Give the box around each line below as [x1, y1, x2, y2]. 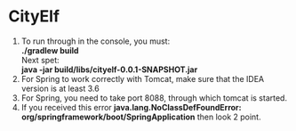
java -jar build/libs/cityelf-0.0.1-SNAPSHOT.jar [20, 64, 198, 75]
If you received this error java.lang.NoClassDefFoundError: [20, 102, 242, 112]
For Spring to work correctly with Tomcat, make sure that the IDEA [20, 73, 264, 84]
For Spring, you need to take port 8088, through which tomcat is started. [20, 92, 288, 103]
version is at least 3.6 [20, 83, 100, 94]
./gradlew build [20, 45, 79, 55]
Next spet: [20, 54, 60, 65]
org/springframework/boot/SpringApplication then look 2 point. [20, 111, 261, 122]
